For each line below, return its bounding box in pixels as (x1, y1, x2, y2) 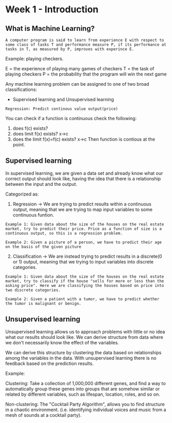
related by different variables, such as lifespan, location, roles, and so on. (5, 391, 160, 397)
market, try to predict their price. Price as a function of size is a (5, 226, 162, 232)
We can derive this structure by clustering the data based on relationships (5, 349, 162, 355)
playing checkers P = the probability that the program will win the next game (5, 71, 167, 77)
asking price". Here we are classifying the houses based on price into (5, 283, 164, 288)
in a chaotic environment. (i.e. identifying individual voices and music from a (5, 407, 166, 413)
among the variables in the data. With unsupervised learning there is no (5, 355, 157, 361)
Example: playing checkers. (5, 55, 64, 62)
